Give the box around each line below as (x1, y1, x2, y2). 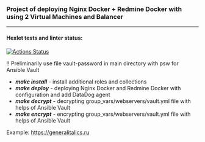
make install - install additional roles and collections (15, 78, 147, 85)
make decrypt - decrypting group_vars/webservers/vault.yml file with (15, 97, 191, 105)
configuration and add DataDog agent (15, 91, 111, 98)
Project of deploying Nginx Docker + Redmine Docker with (6, 5, 182, 13)
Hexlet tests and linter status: (6, 34, 83, 41)
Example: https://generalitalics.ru (6, 129, 90, 136)
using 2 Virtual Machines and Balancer (6, 12, 124, 21)
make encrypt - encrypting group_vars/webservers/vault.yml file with (15, 110, 191, 118)
